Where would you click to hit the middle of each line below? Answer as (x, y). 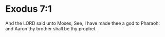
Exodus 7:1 (29, 9)
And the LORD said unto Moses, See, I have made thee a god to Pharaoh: (83, 23)
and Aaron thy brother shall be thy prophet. (51, 28)
